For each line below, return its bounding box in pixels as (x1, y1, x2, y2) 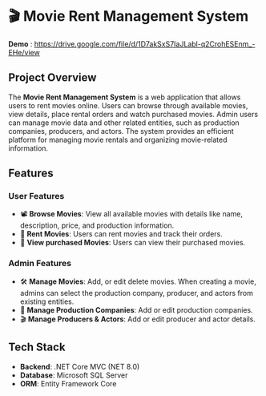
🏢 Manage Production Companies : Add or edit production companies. (19, 305, 254, 314)
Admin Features (8, 258, 72, 269)
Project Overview (8, 71, 97, 85)
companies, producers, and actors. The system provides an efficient (8, 126, 234, 135)
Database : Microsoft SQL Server (19, 370, 128, 380)
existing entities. (19, 297, 75, 306)
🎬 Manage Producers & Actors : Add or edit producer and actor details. (19, 314, 256, 324)
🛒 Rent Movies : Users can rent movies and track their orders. (19, 229, 223, 239)
